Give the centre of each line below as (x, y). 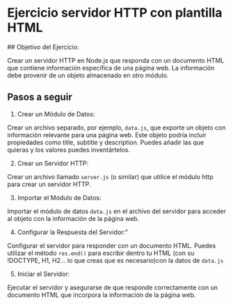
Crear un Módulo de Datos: (56, 114)
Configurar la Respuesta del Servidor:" (73, 232)
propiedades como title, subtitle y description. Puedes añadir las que (106, 142)
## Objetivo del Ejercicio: (43, 47)
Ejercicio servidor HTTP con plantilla (115, 13)
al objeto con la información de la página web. (73, 218)
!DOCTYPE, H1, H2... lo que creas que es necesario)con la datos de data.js (115, 260)
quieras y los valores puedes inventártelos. (69, 150)
